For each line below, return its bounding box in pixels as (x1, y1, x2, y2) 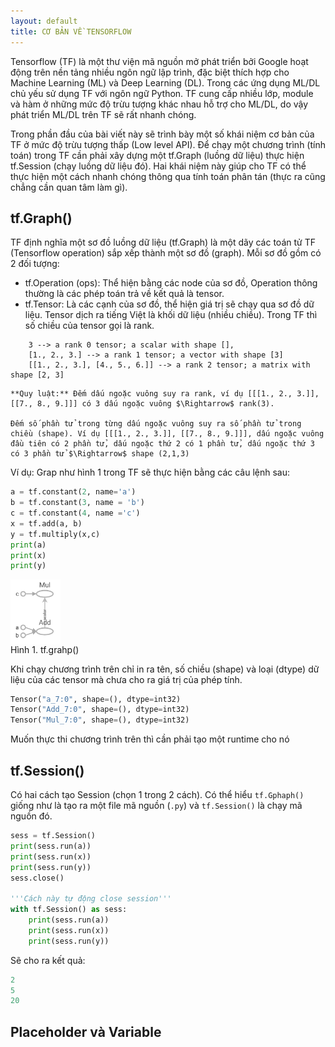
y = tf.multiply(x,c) (10, 529, 101, 539)
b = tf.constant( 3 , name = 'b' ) (10, 498, 145, 508)
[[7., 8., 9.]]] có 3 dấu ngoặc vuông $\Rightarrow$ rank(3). (10, 399, 275, 409)
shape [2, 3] (10, 370, 65, 380)
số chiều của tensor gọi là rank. (24, 320, 155, 332)
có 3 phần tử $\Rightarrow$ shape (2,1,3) (10, 449, 190, 459)
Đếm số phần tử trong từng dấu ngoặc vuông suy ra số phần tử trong (10, 419, 302, 429)
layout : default (10, 16, 78, 26)
